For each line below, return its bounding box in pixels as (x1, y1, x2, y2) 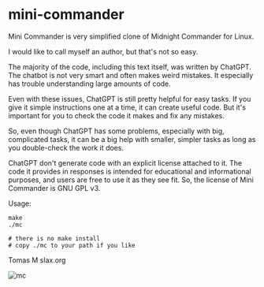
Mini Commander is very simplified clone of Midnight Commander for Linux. (8, 32, 255, 41)
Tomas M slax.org (8, 255, 66, 265)
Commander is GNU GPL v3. (8, 183, 101, 192)
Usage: (8, 199, 32, 208)
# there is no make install (8, 234, 101, 242)
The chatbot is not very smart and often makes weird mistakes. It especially (8, 70, 254, 80)
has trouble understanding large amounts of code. (8, 79, 171, 88)
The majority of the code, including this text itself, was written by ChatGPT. (8, 61, 252, 72)
